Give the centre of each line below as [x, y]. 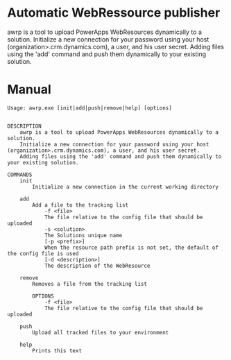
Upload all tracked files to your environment [101, 332]
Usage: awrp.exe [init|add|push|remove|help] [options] [89, 108]
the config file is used [43, 254]
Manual [29, 90]
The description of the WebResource [97, 266]
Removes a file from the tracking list [90, 284]
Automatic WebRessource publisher [114, 13]
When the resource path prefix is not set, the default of [131, 248]
